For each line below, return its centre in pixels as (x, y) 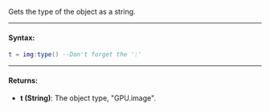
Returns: (23, 80)
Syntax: (22, 37)
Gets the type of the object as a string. (72, 12)
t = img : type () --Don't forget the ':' (75, 55)
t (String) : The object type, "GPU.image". (88, 98)
